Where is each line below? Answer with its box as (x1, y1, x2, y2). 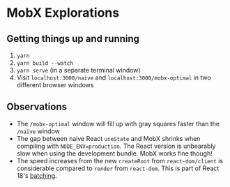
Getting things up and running (6, 33, 140, 45)
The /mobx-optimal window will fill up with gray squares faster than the (16, 119, 220, 128)
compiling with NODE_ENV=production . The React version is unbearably (16, 142, 216, 150)
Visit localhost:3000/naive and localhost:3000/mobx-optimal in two (16, 73, 212, 82)
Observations (6, 101, 68, 113)
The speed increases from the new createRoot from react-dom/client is (16, 156, 224, 165)
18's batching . (16, 171, 57, 179)
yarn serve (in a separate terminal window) (16, 66, 141, 74)
